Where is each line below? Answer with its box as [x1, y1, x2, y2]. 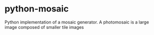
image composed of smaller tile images [4, 24, 84, 30]
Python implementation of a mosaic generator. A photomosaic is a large [4, 19, 149, 25]
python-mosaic [4, 3, 69, 14]
